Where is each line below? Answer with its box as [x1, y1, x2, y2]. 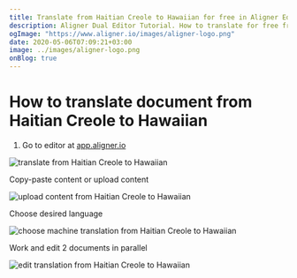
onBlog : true [9, 54, 57, 63]
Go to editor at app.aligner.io [21, 139, 126, 150]
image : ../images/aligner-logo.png [9, 46, 141, 55]
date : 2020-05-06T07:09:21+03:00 [9, 37, 133, 47]
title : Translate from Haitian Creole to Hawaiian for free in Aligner [9, 12, 278, 22]
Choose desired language [9, 208, 103, 219]
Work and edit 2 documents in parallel [9, 242, 148, 252]
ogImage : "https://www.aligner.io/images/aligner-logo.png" [9, 29, 236, 38]
